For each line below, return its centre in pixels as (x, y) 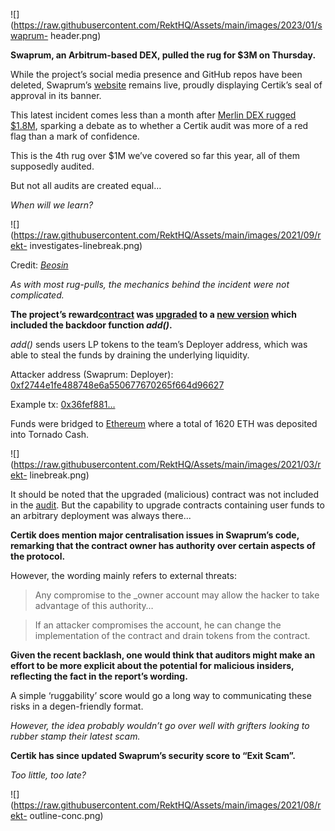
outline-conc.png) (66, 815)
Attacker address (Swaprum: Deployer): (92, 374)
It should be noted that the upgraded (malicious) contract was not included (165, 494)
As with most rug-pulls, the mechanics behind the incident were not (150, 284)
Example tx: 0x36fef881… (63, 404)
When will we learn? (52, 205)
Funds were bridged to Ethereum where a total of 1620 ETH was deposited (164, 423)
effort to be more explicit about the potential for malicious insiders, (152, 665)
